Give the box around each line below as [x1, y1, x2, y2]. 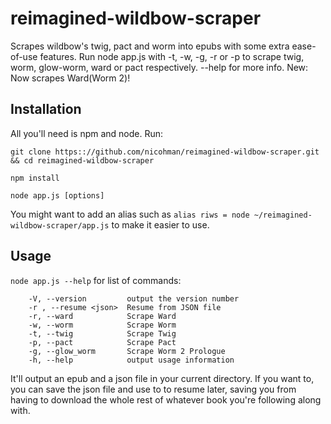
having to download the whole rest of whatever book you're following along [10, 393, 322, 406]
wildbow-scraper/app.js [10, 220, 110, 231]
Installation [10, 101, 82, 118]
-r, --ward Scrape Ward [28, 311, 177, 321]
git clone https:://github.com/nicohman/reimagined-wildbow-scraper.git [10, 147, 320, 157]
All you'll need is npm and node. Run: [10, 127, 164, 139]
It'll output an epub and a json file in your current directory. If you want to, [10, 372, 315, 384]
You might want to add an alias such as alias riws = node [10, 208, 250, 220]
